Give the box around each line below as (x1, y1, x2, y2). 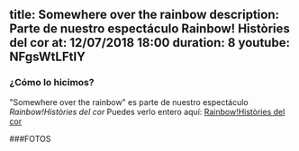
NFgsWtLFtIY (9, 49, 86, 65)
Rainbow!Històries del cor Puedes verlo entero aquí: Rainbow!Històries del (9, 106, 285, 117)
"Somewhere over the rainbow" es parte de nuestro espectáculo (9, 96, 249, 107)
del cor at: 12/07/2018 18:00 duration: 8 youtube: (9, 35, 291, 50)
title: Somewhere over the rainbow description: (9, 7, 279, 22)
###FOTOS (9, 133, 51, 144)
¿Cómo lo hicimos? (9, 76, 95, 89)
